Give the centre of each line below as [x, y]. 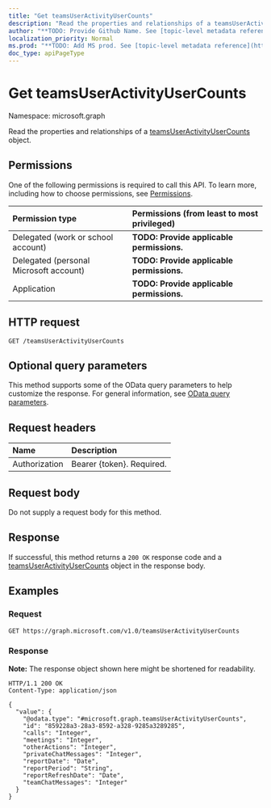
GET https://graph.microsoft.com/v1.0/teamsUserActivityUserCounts [124, 631]
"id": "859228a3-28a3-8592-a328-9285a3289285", [104, 726]
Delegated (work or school [63, 237]
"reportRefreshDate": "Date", [74, 775]
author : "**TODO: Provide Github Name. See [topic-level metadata [122, 31]
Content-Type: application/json [63, 690]
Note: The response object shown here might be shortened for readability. [132, 668]
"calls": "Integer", [57, 733]
